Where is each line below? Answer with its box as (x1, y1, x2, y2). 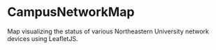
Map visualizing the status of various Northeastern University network (7, 27, 210, 35)
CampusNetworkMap (7, 4, 135, 20)
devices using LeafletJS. (7, 34, 78, 42)
